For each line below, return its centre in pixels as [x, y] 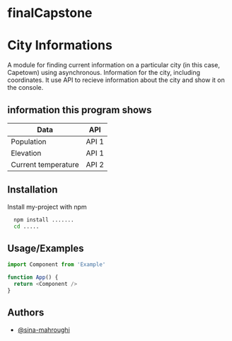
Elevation [26, 153]
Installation [33, 190]
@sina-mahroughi [44, 330]
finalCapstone [50, 13]
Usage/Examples [46, 248]
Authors [26, 313]
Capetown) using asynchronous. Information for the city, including [104, 73]
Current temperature [45, 164]
